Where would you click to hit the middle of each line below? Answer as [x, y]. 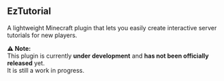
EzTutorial [29, 11]
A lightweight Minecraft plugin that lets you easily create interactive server [112, 27]
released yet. [26, 63]
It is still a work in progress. [46, 70]
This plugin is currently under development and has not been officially [108, 56]
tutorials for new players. [42, 35]
